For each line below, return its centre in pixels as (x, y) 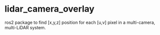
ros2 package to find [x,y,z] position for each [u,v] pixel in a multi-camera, (80, 22)
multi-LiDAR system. (25, 27)
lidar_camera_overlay (49, 9)
